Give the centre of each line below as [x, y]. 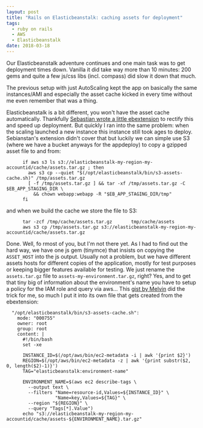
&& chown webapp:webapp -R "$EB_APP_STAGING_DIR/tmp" [102, 194]
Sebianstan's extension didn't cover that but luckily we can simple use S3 [98, 138]
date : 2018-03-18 [28, 46]
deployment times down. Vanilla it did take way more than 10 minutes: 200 [99, 69]
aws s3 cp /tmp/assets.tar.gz [60, 227]
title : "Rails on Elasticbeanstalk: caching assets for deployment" [95, 18]
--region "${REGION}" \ [58, 403]
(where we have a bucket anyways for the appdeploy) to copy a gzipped [97, 144]
